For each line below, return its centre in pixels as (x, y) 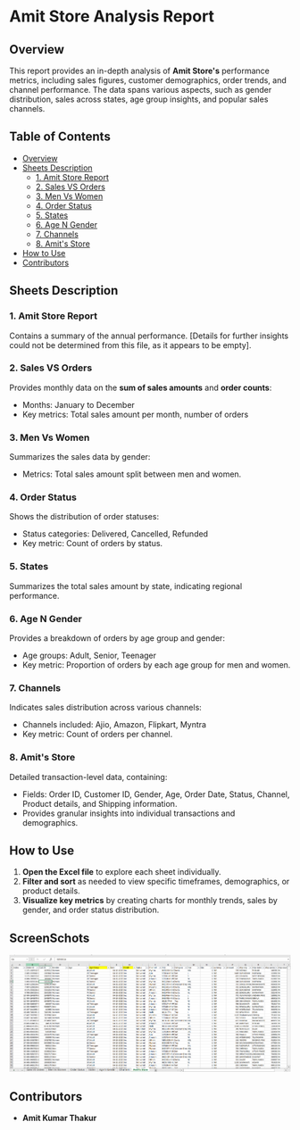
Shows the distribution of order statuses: (84, 517)
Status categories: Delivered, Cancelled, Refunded (115, 534)
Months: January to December (79, 404)
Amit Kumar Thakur (59, 1118)
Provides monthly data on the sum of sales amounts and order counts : (141, 387)
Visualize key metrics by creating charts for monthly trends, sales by (150, 901)
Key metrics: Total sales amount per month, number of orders (135, 414)
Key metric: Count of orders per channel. (97, 735)
